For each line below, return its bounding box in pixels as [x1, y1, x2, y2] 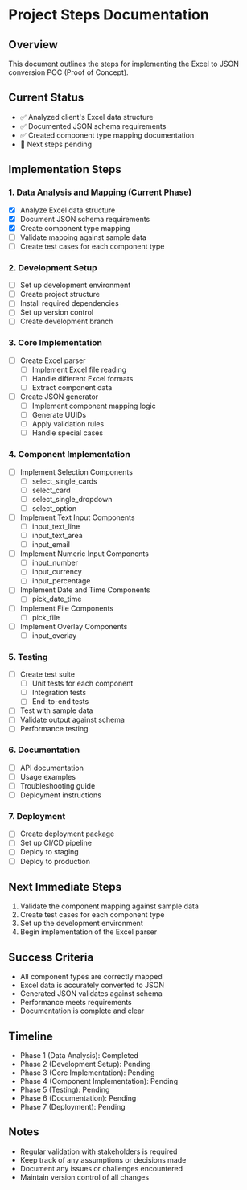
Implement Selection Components [19, 467, 133, 476]
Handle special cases [31, 428, 103, 438]
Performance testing [19, 724, 89, 734]
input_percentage [31, 576, 91, 586]
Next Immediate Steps [8, 879, 122, 894]
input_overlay [31, 630, 77, 640]
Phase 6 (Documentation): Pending [19, 1093, 137, 1103]
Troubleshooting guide [19, 780, 96, 790]
